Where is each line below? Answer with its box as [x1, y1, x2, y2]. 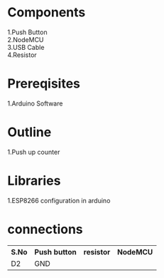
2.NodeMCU [7, 35, 44, 43]
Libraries [7, 173, 61, 189]
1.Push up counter [7, 148, 60, 156]
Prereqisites [7, 76, 80, 92]
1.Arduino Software [7, 99, 63, 108]
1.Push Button [7, 28, 48, 36]
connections [7, 221, 83, 237]
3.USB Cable [7, 43, 45, 51]
